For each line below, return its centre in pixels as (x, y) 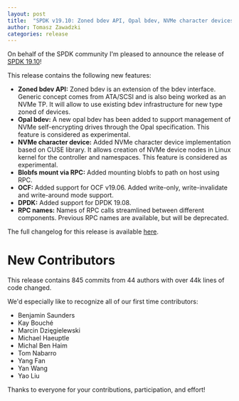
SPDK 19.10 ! (25, 62)
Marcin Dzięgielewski (49, 330)
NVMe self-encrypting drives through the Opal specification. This (113, 127)
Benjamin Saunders (46, 316)
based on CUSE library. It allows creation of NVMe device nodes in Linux (124, 150)
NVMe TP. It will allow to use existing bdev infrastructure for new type (120, 105)
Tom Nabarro (37, 353)
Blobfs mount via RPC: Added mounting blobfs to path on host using (118, 172)
